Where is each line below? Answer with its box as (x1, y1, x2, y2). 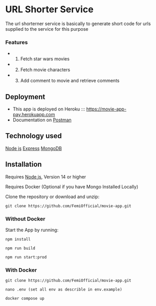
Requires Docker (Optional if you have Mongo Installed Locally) (5, 183, 139, 190)
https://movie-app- (86, 106, 127, 112)
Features (5, 38, 28, 46)
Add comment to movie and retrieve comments (20, 78, 120, 84)
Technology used (5, 132, 62, 140)
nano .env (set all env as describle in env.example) (5, 287, 123, 292)
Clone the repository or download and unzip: (5, 193, 100, 200)
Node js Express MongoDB (5, 145, 62, 151)
